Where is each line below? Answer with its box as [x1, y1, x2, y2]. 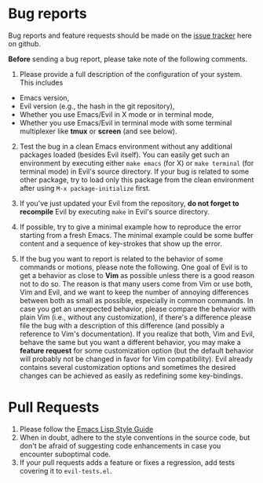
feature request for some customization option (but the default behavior [19, 346, 254, 355]
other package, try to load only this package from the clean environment [19, 174, 254, 185]
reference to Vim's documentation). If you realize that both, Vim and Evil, [19, 329, 255, 338]
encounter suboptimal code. [19, 449, 111, 459]
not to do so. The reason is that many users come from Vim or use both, [19, 279, 253, 288]
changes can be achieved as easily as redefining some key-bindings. [19, 371, 243, 380]
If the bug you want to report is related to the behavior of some [19, 254, 224, 263]
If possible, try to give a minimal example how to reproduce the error [19, 221, 242, 232]
